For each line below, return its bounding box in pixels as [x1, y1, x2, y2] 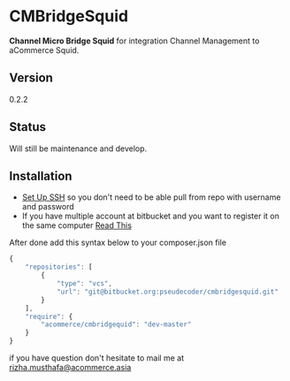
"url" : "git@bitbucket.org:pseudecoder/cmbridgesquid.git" [56, 287, 279, 296]
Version [9, 71, 53, 86]
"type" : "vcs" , [56, 279, 113, 288]
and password [21, 202, 74, 212]
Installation [9, 168, 72, 183]
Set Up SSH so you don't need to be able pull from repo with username [21, 192, 281, 202]
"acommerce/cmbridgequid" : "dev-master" [41, 320, 192, 329]
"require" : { [25, 312, 73, 321]
